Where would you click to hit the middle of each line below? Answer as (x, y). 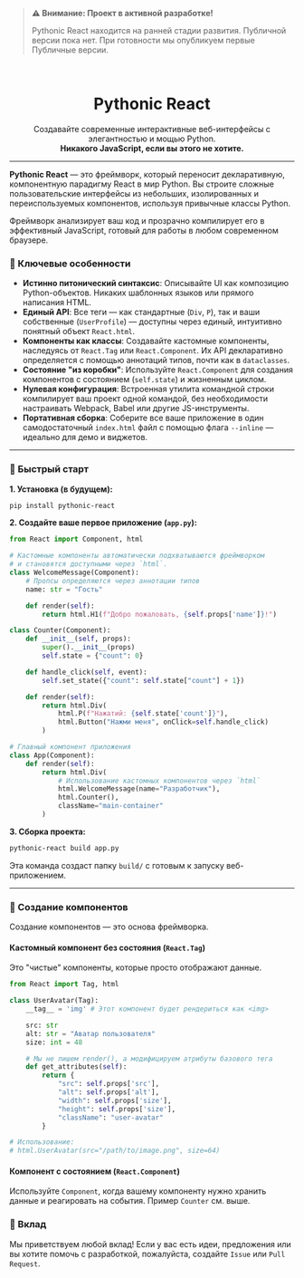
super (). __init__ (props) (89, 648)
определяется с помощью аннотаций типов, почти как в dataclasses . (156, 360)
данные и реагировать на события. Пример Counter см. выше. (130, 1201)
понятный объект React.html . (79, 332)
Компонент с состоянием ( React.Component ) (95, 1171)
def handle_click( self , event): (86, 672)
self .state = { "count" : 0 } (93, 656)
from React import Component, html (76, 539)
